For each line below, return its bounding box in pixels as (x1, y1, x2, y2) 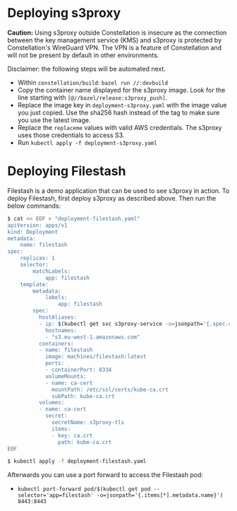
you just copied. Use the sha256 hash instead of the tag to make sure (17, 108, 220, 117)
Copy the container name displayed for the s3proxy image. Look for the (17, 86, 226, 94)
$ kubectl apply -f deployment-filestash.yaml (7, 458, 147, 465)
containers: (38, 340, 74, 347)
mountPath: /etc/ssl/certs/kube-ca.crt (51, 386, 169, 393)
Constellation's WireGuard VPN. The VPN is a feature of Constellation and (7, 43, 222, 52)
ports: (44, 360, 65, 367)
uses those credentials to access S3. (17, 131, 125, 139)
